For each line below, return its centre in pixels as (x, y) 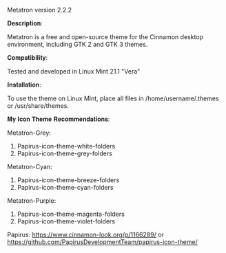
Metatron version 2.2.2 (40, 10)
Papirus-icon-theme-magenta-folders (71, 214)
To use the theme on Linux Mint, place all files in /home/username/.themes (113, 98)
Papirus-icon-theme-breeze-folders (68, 180)
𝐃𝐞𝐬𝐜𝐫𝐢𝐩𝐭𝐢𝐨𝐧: (25, 23)
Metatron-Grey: (29, 133)
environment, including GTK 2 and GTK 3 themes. (78, 44)
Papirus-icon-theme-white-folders (66, 146)
